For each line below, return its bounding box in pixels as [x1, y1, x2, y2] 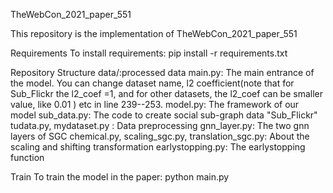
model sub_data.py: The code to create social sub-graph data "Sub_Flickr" [10, 109, 318, 121]
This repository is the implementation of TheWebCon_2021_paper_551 [10, 28, 298, 39]
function [10, 152, 45, 163]
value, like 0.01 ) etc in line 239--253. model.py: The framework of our [10, 99, 300, 110]
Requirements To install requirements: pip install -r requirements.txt [10, 47, 288, 59]
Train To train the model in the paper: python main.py [10, 171, 230, 183]
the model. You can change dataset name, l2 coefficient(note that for [10, 77, 295, 89]
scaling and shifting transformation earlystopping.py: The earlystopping [10, 141, 306, 153]
